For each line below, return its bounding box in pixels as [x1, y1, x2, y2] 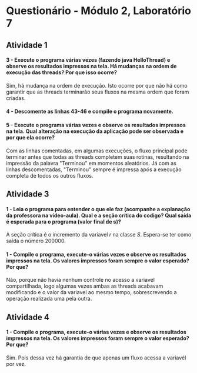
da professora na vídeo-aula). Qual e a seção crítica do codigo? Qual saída [6, 212, 192, 219]
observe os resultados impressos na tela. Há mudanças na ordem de [6, 63, 177, 70]
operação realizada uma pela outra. [6, 295, 92, 302]
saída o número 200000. [6, 237, 66, 245]
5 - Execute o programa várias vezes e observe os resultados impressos [6, 121, 186, 128]
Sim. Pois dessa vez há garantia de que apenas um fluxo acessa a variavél [6, 354, 186, 361]
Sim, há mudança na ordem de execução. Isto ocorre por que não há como [6, 82, 188, 89]
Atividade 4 [6, 312, 50, 322]
